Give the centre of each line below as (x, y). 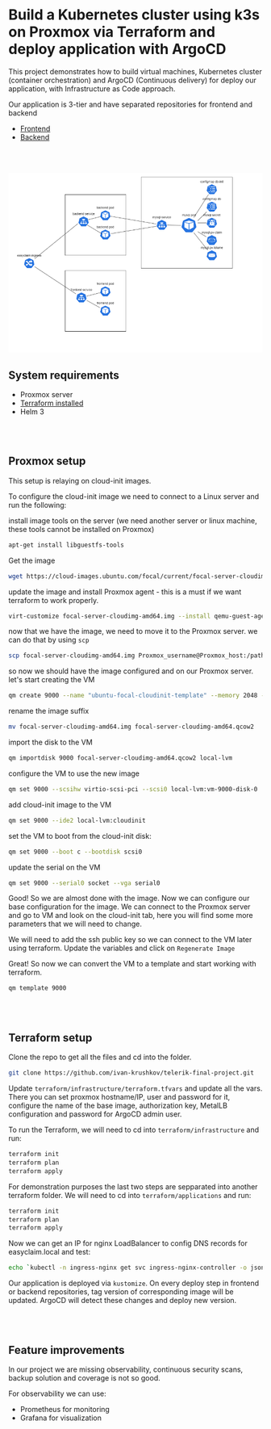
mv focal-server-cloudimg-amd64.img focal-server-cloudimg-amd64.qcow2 (131, 727)
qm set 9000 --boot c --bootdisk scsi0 (75, 852)
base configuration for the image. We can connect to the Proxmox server (129, 907)
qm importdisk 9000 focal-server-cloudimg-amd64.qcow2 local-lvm (120, 758)
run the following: (38, 505)
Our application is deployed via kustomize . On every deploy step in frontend (134, 1283)
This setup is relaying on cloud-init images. (80, 480)
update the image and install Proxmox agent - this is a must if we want (125, 592)
